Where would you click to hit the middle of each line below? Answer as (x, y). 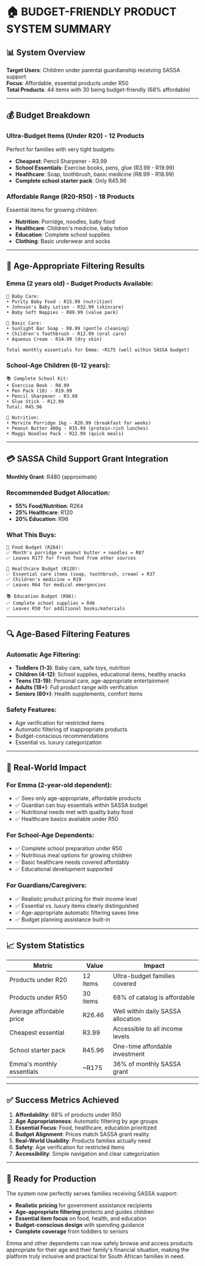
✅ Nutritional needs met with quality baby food (74, 812)
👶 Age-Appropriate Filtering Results (76, 266)
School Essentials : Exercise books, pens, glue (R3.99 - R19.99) (95, 167)
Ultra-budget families (144, 976)
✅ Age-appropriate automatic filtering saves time (77, 912)
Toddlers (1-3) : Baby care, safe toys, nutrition (73, 668)
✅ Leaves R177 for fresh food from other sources (71, 558)
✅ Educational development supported (64, 869)
